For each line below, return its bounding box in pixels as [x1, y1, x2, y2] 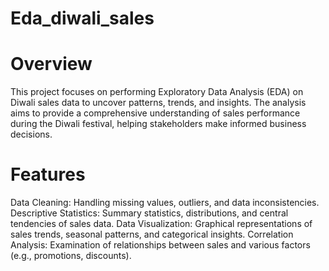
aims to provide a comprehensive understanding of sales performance [10, 107, 301, 119]
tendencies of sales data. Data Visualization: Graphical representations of [10, 218, 313, 230]
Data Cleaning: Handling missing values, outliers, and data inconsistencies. [10, 197, 320, 209]
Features [10, 163, 86, 186]
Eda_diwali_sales [10, 7, 155, 30]
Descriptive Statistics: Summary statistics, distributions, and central [10, 207, 289, 219]
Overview [10, 53, 93, 76]
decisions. [10, 128, 53, 141]
